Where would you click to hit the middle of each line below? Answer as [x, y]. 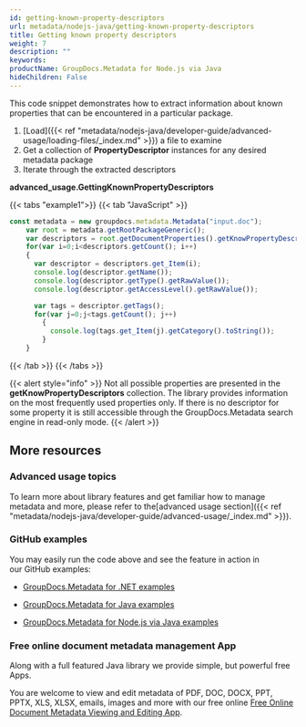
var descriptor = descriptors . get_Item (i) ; [117, 264]
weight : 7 [28, 43]
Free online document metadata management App [123, 646]
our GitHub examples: [50, 569]
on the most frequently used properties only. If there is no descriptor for [144, 402]
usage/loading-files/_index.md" [82, 140]
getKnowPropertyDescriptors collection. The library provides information [149, 392]
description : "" [40, 52]
